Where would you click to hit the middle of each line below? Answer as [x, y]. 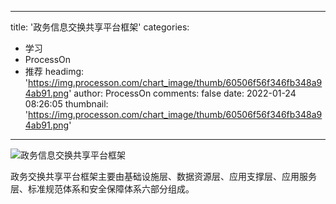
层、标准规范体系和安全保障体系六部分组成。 [102, 189]
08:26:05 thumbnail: [66, 104]
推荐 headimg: [54, 71]
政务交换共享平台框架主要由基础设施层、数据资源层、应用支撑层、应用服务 [163, 176]
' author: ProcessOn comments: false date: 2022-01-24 [182, 93]
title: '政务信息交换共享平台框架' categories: [100, 27]
